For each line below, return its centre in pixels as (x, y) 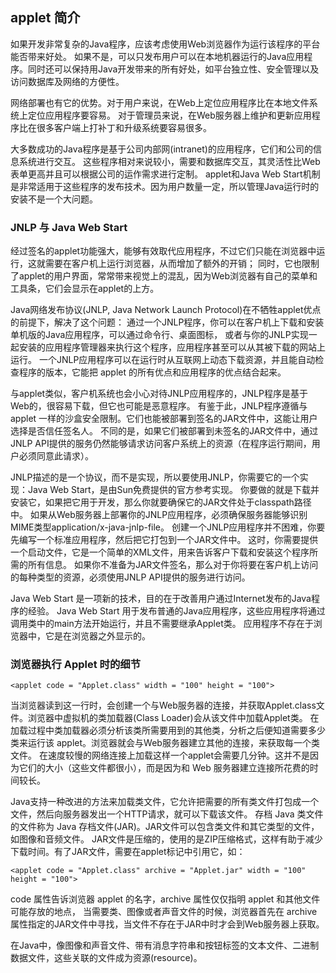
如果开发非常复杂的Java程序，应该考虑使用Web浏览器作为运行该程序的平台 (165, 44)
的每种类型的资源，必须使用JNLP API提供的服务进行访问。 (130, 577)
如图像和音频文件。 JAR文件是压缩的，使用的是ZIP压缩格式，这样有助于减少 (166, 839)
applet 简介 (45, 18)
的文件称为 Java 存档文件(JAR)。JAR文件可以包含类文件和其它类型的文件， (165, 827)
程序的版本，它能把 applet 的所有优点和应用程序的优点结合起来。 (152, 372)
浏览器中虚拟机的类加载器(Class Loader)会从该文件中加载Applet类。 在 (173, 718)
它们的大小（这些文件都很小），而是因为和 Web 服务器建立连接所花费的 (164, 768)
